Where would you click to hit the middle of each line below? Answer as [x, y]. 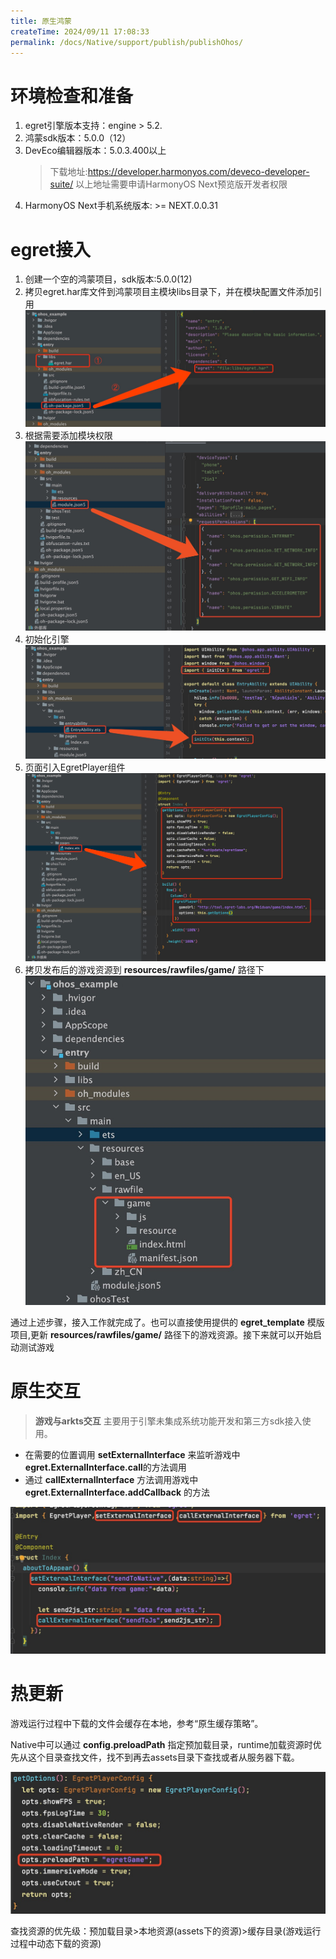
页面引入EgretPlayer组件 [75, 767]
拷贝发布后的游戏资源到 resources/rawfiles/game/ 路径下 [144, 969]
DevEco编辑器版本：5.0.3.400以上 [95, 151]
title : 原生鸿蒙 [41, 21]
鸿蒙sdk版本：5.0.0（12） [78, 138]
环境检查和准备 [72, 96]
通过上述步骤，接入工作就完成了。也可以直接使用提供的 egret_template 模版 [167, 1322]
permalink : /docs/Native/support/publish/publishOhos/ [127, 42]
